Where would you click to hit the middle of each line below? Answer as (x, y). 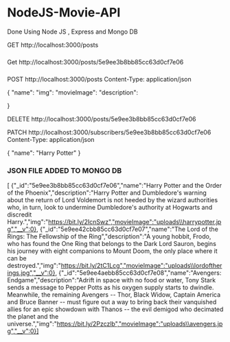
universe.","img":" (32, 324)
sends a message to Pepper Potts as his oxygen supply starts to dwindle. (111, 288)
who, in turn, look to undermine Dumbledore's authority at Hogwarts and (110, 208)
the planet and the (33, 317)
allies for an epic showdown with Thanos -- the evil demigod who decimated (115, 309)
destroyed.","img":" (34, 266)
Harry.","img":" (28, 222)
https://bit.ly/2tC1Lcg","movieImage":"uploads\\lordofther (141, 266)
